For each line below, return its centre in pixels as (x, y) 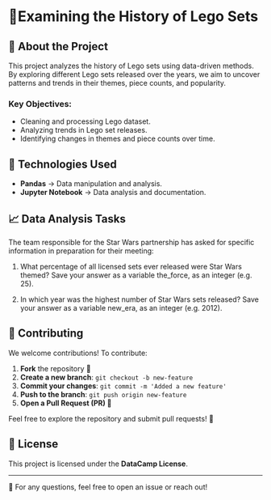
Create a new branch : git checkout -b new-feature (106, 377)
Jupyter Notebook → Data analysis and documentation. (113, 193)
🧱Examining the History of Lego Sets (133, 17)
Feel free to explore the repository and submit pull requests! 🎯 (111, 418)
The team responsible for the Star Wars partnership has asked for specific (131, 242)
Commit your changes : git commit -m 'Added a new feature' (123, 386)
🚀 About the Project (58, 47)
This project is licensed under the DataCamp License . (98, 464)
